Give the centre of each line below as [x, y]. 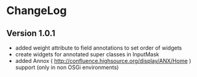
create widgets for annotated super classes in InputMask [87, 54]
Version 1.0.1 [31, 33]
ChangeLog [37, 11]
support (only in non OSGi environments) [67, 67]
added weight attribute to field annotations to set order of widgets [98, 48]
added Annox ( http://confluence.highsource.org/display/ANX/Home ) [103, 61]
